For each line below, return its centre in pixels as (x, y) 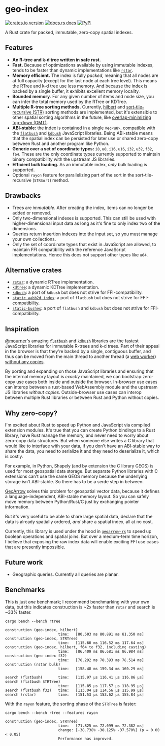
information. (17, 507)
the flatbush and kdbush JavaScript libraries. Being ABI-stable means (82, 133)
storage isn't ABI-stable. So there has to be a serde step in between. (74, 481)
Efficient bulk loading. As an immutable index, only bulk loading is (80, 164)
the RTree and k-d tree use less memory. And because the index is (80, 86)
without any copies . (25, 362)
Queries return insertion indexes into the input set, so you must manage (85, 234)
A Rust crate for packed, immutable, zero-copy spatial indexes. (69, 32)
